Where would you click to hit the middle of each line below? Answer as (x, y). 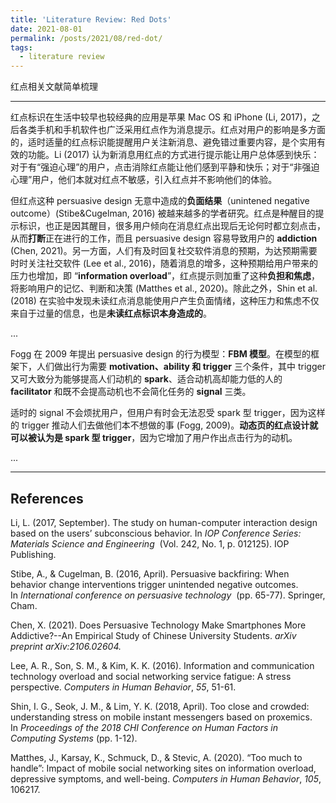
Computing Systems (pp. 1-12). (74, 738)
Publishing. (33, 554)
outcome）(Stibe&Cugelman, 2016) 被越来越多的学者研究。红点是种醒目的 (163, 213)
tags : (21, 47)
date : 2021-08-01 (46, 29)
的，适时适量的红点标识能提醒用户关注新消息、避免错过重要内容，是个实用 (163, 142)
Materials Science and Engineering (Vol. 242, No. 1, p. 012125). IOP (150, 543)
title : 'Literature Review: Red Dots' (91, 19)
